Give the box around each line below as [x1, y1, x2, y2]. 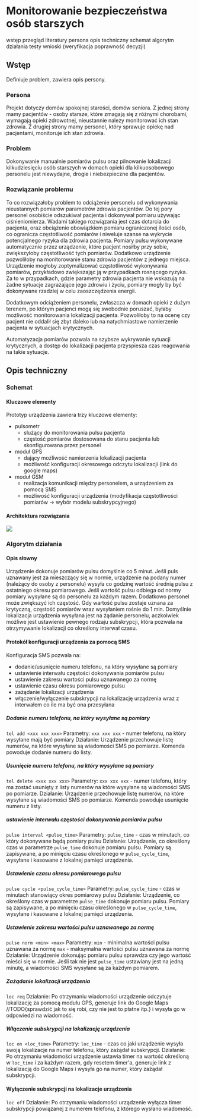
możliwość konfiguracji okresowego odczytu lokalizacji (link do [23, 461, 178, 468]
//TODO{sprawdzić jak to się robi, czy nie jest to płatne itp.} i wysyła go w [6, 1005, 186, 1012]
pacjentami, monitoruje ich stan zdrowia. [6, 130, 105, 137]
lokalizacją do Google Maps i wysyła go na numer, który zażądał [6, 1066, 163, 1073]
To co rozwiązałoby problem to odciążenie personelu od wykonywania [6, 199, 178, 206]
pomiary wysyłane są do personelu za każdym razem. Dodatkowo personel [6, 593, 190, 600]
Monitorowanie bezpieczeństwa [6, 4, 168, 18]
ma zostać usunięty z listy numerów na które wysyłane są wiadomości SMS [6, 783, 191, 790]
